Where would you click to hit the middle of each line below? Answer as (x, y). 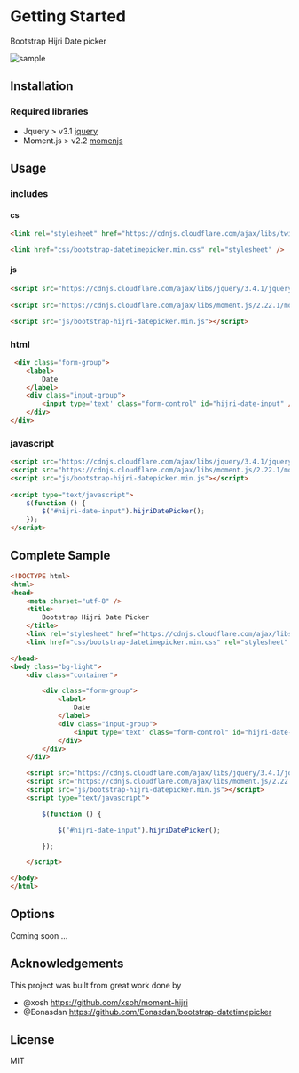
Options (33, 914)
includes (29, 193)
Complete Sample (60, 556)
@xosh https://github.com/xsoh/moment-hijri (106, 1002)
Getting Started (68, 16)
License (32, 1040)
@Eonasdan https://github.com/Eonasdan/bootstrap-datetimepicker (147, 1012)
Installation (42, 86)
